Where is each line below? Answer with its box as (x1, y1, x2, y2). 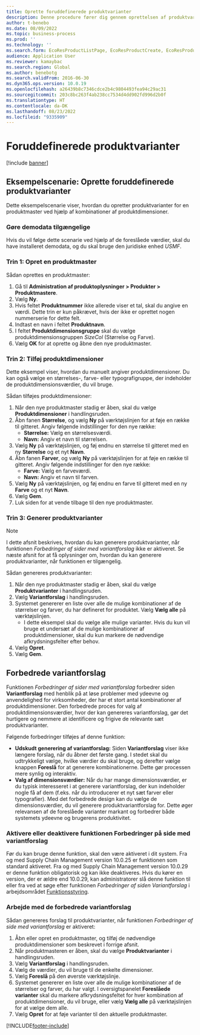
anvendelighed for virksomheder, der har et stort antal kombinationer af (6, 697, 182, 703)
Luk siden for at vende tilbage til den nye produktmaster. (14, 499, 154, 506)
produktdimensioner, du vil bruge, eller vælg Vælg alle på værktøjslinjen (14, 997, 192, 1005)
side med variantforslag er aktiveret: (6, 923, 96, 930)
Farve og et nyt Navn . (14, 486, 70, 493)
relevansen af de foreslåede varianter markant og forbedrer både (14, 808, 175, 815)
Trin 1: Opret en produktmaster (6, 257, 97, 266)
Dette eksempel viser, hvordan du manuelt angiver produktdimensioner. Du (6, 368, 190, 375)
